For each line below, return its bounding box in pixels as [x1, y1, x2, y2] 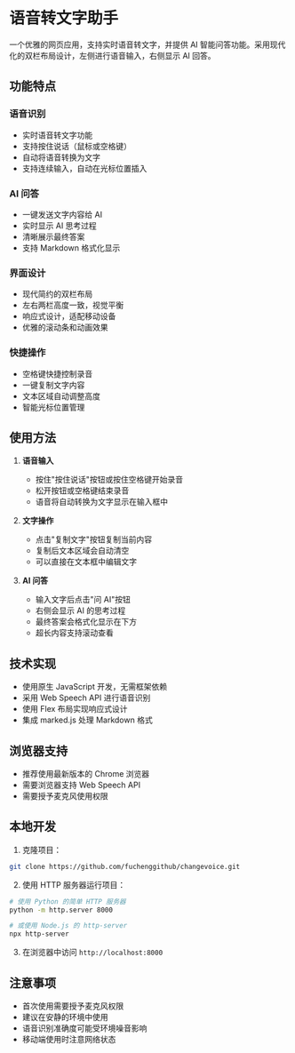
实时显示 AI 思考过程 [21, 219, 98, 231]
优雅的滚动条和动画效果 [21, 322, 108, 333]
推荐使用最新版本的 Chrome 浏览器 [21, 768, 150, 778]
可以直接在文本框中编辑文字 [35, 556, 138, 567]
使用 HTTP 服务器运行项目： [21, 879, 126, 889]
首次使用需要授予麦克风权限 [21, 1001, 124, 1011]
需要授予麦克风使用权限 [21, 790, 108, 801]
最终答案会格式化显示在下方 [35, 617, 138, 627]
